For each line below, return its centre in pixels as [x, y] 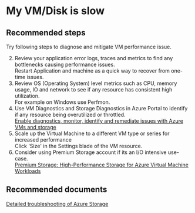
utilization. [27, 96]
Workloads [28, 171]
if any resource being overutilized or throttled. [70, 114]
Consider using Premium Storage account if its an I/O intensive [90, 152]
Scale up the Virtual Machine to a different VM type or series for [92, 133]
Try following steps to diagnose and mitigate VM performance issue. [89, 47]
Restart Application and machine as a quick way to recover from [92, 71]
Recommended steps [46, 33]
